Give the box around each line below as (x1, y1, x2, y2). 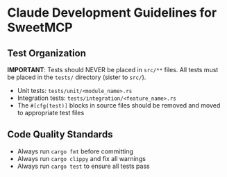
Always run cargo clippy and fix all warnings (17, 154, 146, 162)
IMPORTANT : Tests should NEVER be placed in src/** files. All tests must (7, 66, 219, 74)
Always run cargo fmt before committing (17, 147, 134, 155)
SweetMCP (7, 19, 73, 35)
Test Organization (7, 47, 87, 59)
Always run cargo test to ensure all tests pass (17, 162, 151, 170)
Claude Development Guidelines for (7, 5, 217, 21)
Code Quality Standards (7, 128, 113, 140)
